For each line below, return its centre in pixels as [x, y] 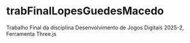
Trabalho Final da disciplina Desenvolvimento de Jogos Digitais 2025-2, [95, 27]
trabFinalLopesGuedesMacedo [85, 11]
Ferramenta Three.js [32, 33]
